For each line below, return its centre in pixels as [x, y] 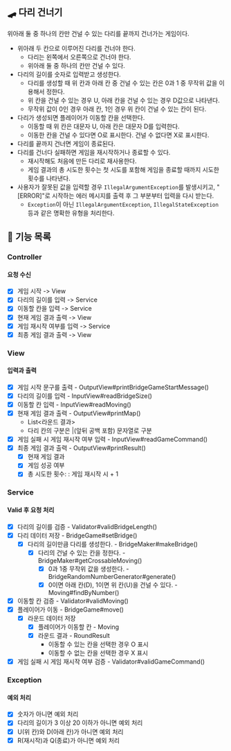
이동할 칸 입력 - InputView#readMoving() [74, 404]
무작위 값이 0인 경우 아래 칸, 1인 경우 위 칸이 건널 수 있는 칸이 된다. [117, 109]
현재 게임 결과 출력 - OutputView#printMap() [79, 413]
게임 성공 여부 [46, 465]
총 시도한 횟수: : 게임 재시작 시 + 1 [73, 474]
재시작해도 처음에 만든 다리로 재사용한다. [82, 161]
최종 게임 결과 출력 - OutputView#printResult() [82, 448]
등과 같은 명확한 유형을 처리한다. [71, 213]
